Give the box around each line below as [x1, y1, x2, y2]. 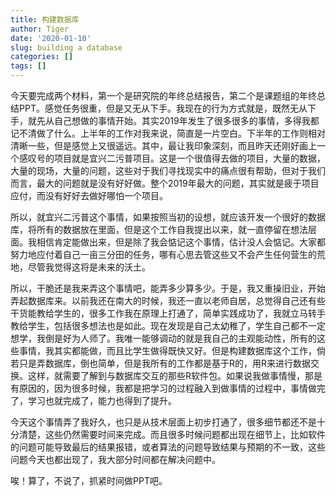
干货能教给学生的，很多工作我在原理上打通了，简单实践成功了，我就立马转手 [10, 307, 326, 319]
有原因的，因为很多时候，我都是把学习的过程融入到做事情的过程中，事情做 [10, 382, 317, 394]
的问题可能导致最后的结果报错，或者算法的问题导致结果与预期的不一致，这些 [10, 441, 326, 453]
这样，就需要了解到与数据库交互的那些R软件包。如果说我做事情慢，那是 [27, 370, 323, 381]
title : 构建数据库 [10, 14, 80, 25]
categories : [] [10, 52, 74, 62]
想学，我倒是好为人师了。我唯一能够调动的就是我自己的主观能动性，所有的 [10, 332, 317, 344]
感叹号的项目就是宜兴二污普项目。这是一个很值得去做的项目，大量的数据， [18, 152, 326, 164]
